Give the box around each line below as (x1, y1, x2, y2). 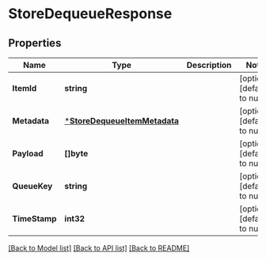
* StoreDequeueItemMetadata (64, 115, 180, 126)
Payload (12, 148, 44, 159)
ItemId (12, 83, 37, 93)
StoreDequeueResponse (8, 5, 173, 23)
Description (186, 60, 232, 70)
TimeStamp (12, 213, 57, 224)
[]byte (64, 148, 89, 159)
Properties (8, 36, 62, 50)
